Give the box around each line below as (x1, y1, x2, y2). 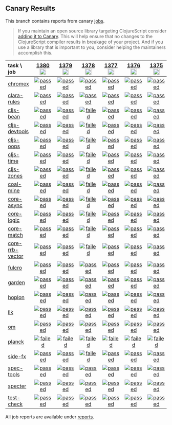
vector (8, 252, 24, 259)
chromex (8, 80, 29, 87)
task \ (8, 62, 22, 69)
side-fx (8, 352, 27, 360)
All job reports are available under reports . (5, 414, 95, 420)
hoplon (8, 293, 25, 300)
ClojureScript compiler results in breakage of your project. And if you (17, 39, 164, 45)
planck (8, 338, 25, 345)
